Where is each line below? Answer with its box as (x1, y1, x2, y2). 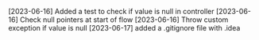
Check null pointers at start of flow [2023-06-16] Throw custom (19, 15, 229, 24)
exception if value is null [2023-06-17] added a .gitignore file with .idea (8, 24, 241, 32)
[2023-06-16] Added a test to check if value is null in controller (8, 7, 215, 16)
